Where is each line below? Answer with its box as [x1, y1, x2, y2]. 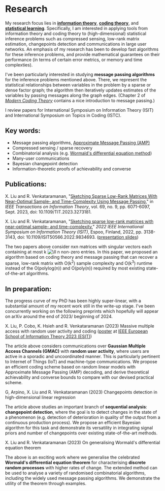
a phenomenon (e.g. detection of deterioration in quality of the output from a [5, 414, 161, 420]
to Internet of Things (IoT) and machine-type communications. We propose [5, 359, 158, 365]
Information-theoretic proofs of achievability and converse [12, 166, 132, 172]
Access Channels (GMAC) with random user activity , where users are [5, 348, 149, 354]
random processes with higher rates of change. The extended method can [5, 465, 158, 471]
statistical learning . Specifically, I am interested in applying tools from [5, 26, 148, 31]
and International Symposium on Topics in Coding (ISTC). [5, 113, 122, 119]
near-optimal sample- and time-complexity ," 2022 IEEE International [5, 223, 144, 229]
